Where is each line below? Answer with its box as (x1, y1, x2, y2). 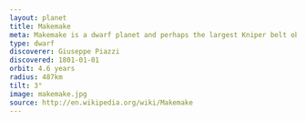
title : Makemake (9, 22, 71, 31)
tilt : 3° (9, 81, 43, 90)
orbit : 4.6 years (9, 65, 76, 74)
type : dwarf (9, 38, 55, 48)
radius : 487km (9, 73, 64, 82)
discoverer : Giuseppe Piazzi (9, 47, 120, 56)
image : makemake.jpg (9, 89, 88, 98)
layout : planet (9, 13, 67, 23)
